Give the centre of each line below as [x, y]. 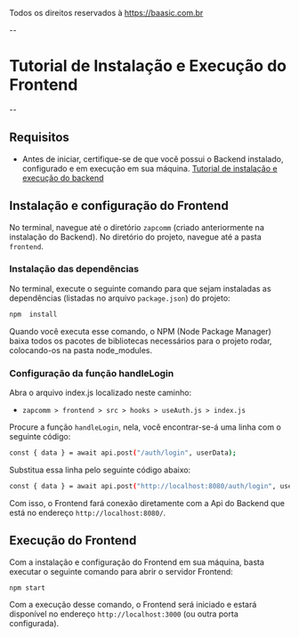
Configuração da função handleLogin [92, 373]
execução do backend [63, 178]
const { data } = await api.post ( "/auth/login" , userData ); [123, 453]
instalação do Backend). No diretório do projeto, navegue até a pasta [136, 237]
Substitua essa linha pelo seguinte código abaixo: [100, 470]
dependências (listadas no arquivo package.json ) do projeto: [120, 298]
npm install [33, 314]
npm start [28, 588]
